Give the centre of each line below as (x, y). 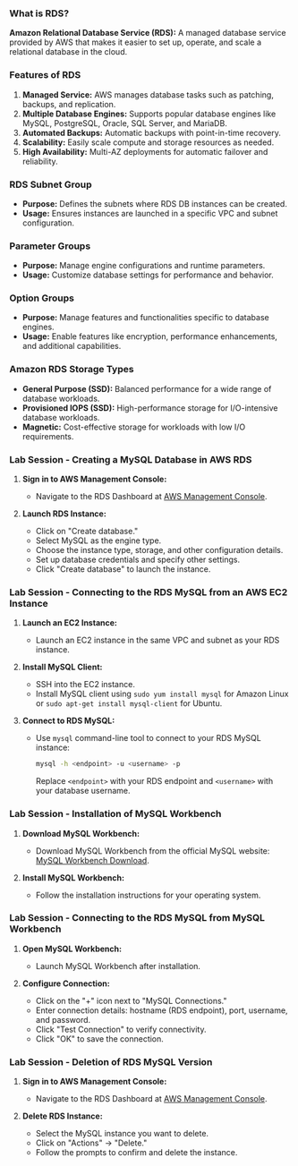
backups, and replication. (69, 104)
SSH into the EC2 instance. (85, 685)
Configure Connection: (66, 983)
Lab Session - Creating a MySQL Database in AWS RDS (131, 459)
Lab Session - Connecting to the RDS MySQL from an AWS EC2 (149, 592)
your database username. (83, 791)
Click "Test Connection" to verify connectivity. (121, 1029)
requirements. (48, 436)
